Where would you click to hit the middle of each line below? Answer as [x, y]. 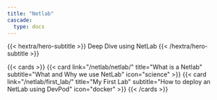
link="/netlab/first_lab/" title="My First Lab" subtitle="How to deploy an [109, 82]
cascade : [20, 20]
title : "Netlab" [31, 14]
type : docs [29, 26]
